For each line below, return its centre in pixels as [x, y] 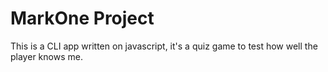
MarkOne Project [82, 18]
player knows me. [46, 56]
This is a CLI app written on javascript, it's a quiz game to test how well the [164, 46]
